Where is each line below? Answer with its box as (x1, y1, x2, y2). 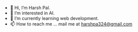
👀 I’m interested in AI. (10, 10, 55, 16)
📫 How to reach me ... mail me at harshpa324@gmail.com (10, 21, 133, 27)
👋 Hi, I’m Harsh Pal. (10, 5, 51, 10)
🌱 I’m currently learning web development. (10, 15, 99, 21)
